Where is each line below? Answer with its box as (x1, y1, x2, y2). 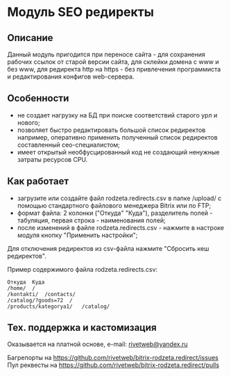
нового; (17, 118, 40, 126)
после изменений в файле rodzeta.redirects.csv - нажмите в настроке (17, 223, 224, 231)
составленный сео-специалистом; (17, 140, 120, 149)
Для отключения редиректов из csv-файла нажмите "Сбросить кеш (7, 244, 209, 252)
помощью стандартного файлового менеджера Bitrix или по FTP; (17, 201, 212, 209)
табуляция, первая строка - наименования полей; (17, 216, 166, 224)
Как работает (7, 175, 69, 188)
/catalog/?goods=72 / (7, 297, 73, 304)
